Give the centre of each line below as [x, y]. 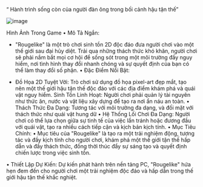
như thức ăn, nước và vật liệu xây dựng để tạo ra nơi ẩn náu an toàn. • [102, 101]
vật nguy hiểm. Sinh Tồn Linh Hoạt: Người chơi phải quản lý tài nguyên [103, 95]
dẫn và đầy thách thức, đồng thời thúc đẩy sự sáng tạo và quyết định [101, 146]
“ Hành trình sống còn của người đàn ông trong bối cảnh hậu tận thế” [92, 9]
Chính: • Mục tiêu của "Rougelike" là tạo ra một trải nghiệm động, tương [105, 133]
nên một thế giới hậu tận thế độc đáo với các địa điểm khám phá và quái [105, 88]
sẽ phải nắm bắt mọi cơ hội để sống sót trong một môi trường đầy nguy [104, 57]
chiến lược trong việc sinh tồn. [53, 153]
